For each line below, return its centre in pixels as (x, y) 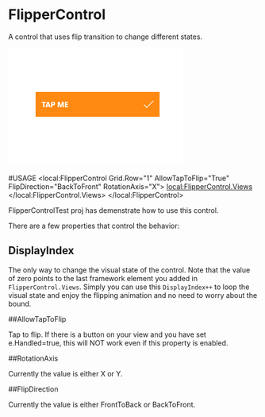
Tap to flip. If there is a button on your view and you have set (107, 334)
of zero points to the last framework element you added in (103, 278)
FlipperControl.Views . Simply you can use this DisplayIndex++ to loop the (129, 287)
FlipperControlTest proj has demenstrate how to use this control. (113, 210)
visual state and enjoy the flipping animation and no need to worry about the (133, 295)
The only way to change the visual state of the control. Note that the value (129, 270)
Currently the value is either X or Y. (65, 373)
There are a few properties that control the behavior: (94, 226)
